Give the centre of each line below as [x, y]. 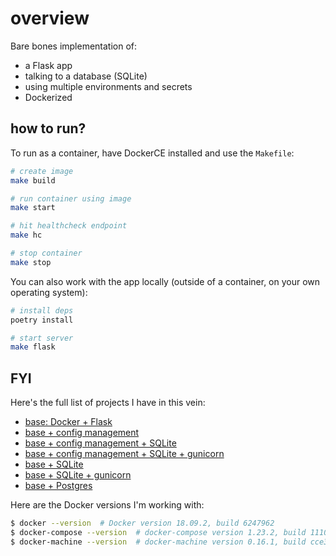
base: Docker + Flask [68, 422]
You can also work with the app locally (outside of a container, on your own [165, 281]
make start [33, 208]
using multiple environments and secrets [108, 86]
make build [33, 180]
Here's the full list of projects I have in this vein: [108, 403]
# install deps [42, 310]
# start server [42, 338]
